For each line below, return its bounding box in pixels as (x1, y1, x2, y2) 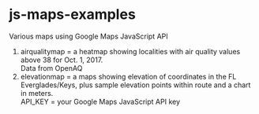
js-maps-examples (9, 6, 137, 24)
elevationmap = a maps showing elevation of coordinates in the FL (20, 72, 237, 81)
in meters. (20, 88, 54, 97)
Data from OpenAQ (20, 63, 83, 72)
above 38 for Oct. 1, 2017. (20, 55, 103, 64)
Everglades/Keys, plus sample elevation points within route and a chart (20, 80, 251, 90)
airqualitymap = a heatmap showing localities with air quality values (20, 46, 241, 56)
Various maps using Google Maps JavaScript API (9, 31, 168, 41)
